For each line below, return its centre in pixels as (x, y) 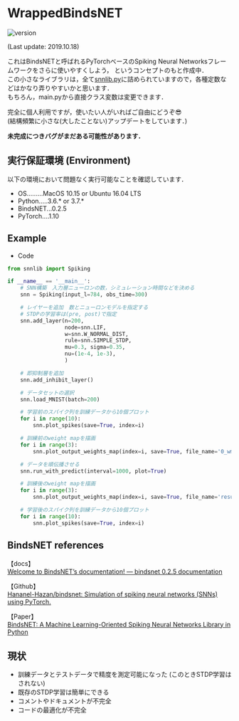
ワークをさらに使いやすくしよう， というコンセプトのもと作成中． (111, 70)
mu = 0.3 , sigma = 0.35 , (95, 347)
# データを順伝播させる (50, 464)
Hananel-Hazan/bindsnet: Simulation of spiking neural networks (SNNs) (113, 594)
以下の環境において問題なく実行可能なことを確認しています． (97, 179)
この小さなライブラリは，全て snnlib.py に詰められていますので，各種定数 (114, 79)
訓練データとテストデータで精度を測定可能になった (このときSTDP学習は (124, 675)
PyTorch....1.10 (38, 216)
